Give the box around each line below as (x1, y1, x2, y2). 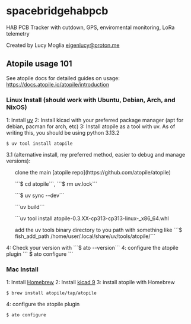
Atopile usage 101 (6, 59, 72, 69)
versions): (6, 157, 31, 164)
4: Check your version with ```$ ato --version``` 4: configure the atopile (6, 244, 179, 252)
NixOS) (6, 103, 27, 111)
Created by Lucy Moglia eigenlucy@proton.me (6, 42, 120, 49)
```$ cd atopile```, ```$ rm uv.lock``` (14, 180, 98, 188)
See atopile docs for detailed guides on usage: (6, 74, 120, 81)
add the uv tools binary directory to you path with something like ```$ (14, 227, 183, 234)
